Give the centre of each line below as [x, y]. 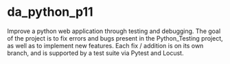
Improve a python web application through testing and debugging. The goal [114, 31]
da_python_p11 [50, 12]
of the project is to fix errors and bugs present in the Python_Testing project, [115, 38]
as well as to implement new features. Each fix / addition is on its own [105, 45]
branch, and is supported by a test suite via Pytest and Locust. [95, 53]
